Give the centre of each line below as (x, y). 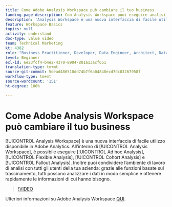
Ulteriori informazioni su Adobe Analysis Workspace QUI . (66, 199)
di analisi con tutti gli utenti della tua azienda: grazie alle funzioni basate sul (85, 168)
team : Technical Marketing (34, 43)
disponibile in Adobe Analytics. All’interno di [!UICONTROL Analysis (77, 146)
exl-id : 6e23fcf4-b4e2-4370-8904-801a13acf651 (56, 62)
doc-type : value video (29, 39)
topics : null (19, 29)
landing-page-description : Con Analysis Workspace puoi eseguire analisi (86, 15)
